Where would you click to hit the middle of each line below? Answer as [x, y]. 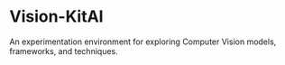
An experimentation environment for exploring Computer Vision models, [143, 42]
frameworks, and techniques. [64, 51]
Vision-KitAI [56, 17]
